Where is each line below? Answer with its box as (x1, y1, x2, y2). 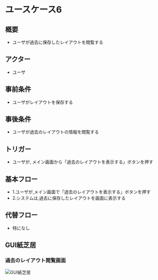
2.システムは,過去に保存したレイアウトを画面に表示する (12, 195, 126, 201)
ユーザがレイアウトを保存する (12, 99, 73, 105)
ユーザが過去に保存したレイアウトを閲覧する (12, 40, 104, 45)
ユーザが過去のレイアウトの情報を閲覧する (12, 129, 99, 135)
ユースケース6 (5, 4, 62, 15)
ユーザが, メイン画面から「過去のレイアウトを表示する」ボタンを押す (12, 159, 154, 165)
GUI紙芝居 (5, 241, 37, 249)
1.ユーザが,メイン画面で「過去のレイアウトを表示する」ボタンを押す (12, 189, 151, 195)
